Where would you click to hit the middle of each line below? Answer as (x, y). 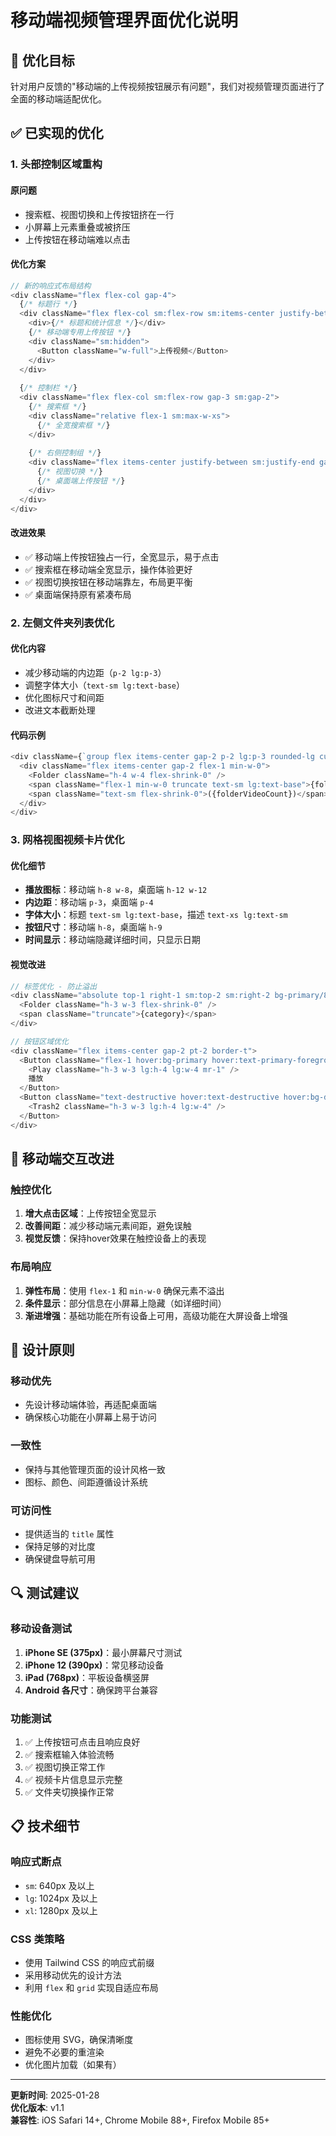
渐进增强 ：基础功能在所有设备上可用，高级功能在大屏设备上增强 (156, 1315)
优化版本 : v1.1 (37, 2108)
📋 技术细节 (45, 1826)
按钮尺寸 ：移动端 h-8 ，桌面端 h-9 (93, 927)
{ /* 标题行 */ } (48, 304)
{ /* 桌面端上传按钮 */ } (81, 481)
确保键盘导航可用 (60, 1558)
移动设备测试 (41, 1629)
